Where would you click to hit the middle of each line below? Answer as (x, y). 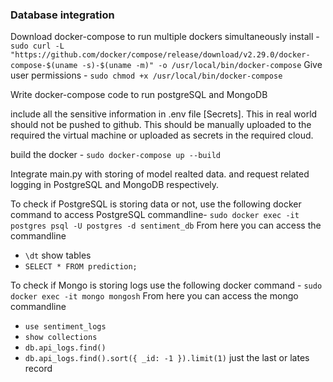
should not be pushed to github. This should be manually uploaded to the (161, 125)
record (38, 369)
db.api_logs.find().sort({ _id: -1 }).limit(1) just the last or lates (167, 358)
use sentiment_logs (65, 327)
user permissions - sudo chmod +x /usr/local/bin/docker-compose (146, 75)
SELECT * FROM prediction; (81, 267)
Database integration (62, 15)
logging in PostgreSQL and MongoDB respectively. (115, 185)
